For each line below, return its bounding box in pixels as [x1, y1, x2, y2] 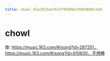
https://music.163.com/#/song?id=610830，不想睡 [5, 50, 105, 56]
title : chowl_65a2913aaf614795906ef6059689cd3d [5, 7, 103, 12]
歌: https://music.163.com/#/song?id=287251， [5, 44, 98, 50]
